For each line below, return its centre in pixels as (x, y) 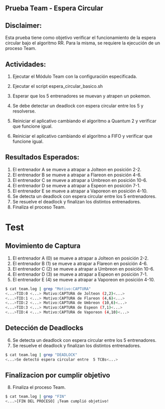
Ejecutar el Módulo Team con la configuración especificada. (75, 76)
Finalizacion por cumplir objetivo (58, 375)
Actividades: (26, 64)
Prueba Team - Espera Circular (54, 8)
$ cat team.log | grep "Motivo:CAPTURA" (48, 289)
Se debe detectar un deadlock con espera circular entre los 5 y (78, 106)
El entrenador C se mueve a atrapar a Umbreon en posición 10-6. (80, 180)
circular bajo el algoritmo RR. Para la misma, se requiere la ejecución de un (82, 43)
